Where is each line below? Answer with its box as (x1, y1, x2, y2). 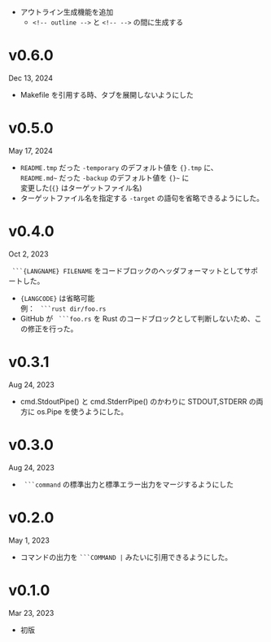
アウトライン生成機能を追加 (20, 7, 114, 16)
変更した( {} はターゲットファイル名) (20, 182, 142, 193)
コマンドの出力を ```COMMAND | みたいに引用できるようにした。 (20, 552, 233, 561)
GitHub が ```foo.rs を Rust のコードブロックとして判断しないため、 (20, 313, 255, 323)
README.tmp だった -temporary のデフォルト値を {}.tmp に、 (20, 162, 218, 173)
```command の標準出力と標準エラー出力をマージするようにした (24, 479, 234, 489)
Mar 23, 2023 (8, 608, 55, 618)
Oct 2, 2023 (8, 249, 49, 259)
